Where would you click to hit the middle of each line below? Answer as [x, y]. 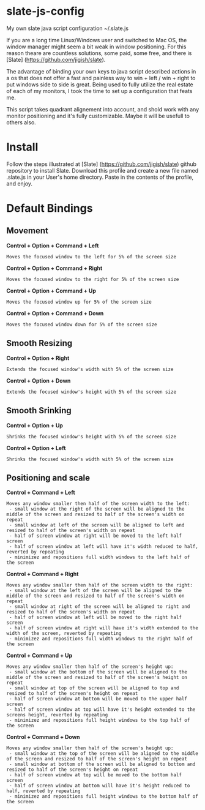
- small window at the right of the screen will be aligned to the [97, 509]
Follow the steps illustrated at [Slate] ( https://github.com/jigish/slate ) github [102, 164]
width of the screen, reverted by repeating [64, 634]
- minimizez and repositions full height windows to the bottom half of [104, 797]
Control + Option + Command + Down [55, 313]
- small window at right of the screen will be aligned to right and [99, 607]
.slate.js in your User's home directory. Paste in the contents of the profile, [100, 177]
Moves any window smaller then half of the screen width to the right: [99, 585]
